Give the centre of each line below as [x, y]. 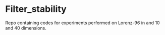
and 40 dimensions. [26, 28]
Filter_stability [36, 9]
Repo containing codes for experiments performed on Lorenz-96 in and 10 [82, 23]
